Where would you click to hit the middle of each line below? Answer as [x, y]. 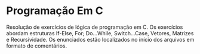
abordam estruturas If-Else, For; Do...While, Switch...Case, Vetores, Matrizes [100, 33]
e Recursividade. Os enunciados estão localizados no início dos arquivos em [100, 39]
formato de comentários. [37, 46]
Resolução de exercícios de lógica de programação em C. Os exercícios [95, 27]
